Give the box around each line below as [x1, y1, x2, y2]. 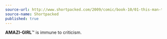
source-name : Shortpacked [5, 12, 59, 17]
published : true [5, 16, 39, 21]
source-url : [5, 7, 30, 12]
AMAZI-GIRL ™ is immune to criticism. [5, 30, 82, 36]
